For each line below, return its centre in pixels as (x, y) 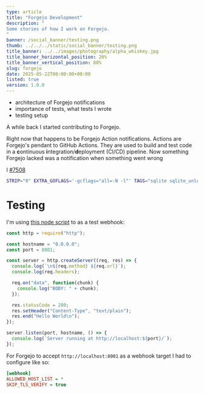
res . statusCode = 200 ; (40, 305)
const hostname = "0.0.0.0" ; (43, 244)
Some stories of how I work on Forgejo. (58, 29)
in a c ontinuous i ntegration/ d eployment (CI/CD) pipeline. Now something (97, 152)
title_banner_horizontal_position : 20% (57, 57)
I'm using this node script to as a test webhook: (66, 222)
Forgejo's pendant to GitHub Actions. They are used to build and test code (99, 145)
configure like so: (28, 362)
